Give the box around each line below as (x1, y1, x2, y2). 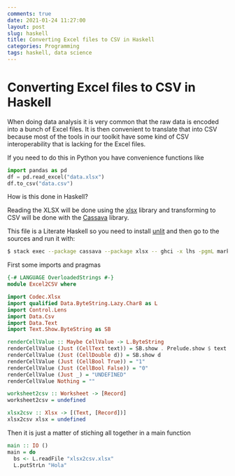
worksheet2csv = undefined (7, 397, 86, 404)
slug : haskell (7, 29, 49, 37)
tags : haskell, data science (7, 50, 92, 57)
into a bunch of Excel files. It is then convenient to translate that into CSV (7, 125, 218, 133)
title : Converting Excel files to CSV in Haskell (7, 36, 155, 43)
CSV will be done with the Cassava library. (7, 213, 129, 222)
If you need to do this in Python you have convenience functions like (7, 153, 204, 162)
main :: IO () (7, 442, 49, 449)
